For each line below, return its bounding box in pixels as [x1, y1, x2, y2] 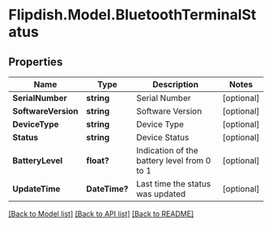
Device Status [136, 132, 189, 143]
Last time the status [136, 178, 211, 189]
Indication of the [136, 145, 198, 156]
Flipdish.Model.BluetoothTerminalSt [8, 6, 257, 24]
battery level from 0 [136, 155, 211, 166]
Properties [8, 55, 63, 69]
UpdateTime [12, 183, 61, 195]
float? [86, 155, 109, 166]
